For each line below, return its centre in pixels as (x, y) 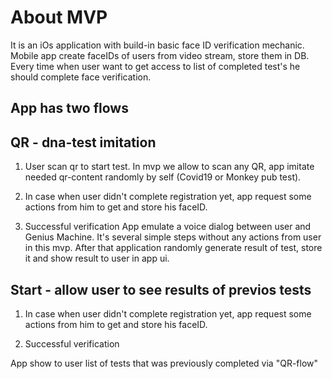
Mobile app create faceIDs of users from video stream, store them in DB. (160, 55)
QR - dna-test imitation (83, 142)
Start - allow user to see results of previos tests (161, 289)
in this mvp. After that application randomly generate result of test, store (173, 248)
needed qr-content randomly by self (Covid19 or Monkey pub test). (163, 177)
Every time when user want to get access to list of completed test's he (155, 66)
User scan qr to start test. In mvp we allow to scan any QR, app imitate (169, 167)
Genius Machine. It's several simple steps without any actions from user (173, 237)
